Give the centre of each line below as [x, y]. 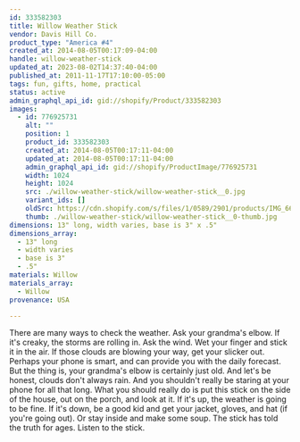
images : [24, 109]
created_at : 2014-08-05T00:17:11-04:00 [100, 150]
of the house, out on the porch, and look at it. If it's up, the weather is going [148, 399]
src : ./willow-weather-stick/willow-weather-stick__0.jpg [135, 192]
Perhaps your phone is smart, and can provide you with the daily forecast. [145, 362]
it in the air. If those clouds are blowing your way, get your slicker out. [137, 352]
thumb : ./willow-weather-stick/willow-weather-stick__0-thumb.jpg [151, 217]
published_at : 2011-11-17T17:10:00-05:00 [87, 76]
